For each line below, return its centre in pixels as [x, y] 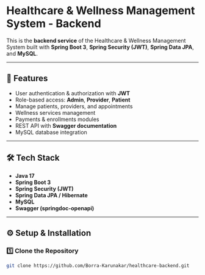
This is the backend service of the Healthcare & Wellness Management [96, 40]
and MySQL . [22, 53]
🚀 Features [27, 79]
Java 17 [25, 175]
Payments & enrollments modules [57, 119]
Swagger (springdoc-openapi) [55, 208]
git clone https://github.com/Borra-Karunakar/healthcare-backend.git [98, 266]
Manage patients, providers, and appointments [74, 106]
